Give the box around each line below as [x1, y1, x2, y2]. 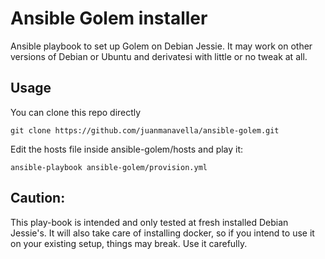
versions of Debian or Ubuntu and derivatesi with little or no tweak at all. [10, 50, 308, 62]
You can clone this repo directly [10, 106, 142, 118]
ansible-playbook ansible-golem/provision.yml [10, 162, 208, 172]
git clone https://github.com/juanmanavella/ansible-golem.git [10, 125, 280, 136]
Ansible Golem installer [10, 7, 208, 30]
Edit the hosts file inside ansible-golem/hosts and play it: [10, 143, 244, 155]
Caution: [10, 190, 66, 207]
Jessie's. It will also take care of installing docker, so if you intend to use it [10, 227, 315, 239]
